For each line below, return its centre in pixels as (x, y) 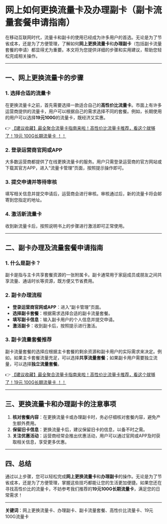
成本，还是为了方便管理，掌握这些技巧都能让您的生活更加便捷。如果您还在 (85, 483)
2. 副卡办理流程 (24, 295)
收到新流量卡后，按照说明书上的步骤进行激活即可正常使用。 (66, 226)
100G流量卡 (17, 517)
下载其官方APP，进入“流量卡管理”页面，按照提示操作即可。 (66, 168)
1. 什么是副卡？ (23, 263)
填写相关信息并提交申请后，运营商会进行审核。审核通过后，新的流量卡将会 (81, 194)
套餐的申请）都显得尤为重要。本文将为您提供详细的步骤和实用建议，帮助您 (81, 50)
